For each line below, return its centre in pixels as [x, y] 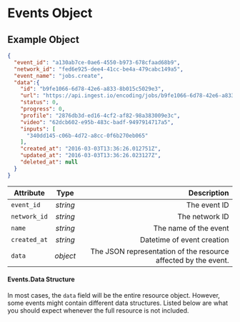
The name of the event [191, 228]
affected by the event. [192, 260]
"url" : [30, 96]
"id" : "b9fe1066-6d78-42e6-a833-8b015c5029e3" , [92, 89]
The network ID [203, 216]
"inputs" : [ [38, 129]
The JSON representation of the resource [160, 251]
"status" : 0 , [40, 102]
